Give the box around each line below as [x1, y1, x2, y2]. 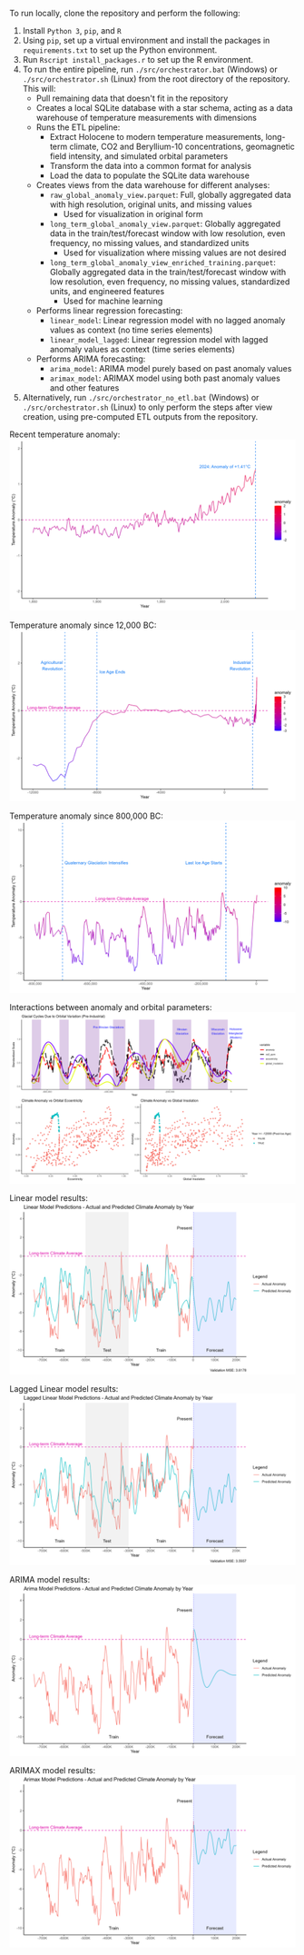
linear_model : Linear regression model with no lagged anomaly [49, 315, 286, 325]
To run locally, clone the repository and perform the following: [9, 8, 240, 18]
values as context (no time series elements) [49, 324, 213, 335]
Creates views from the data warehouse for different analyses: [35, 180, 270, 190]
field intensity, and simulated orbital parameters [49, 151, 229, 162]
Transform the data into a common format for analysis [49, 161, 252, 171]
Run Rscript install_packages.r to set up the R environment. [22, 55, 254, 65]
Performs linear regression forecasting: [35, 305, 183, 316]
